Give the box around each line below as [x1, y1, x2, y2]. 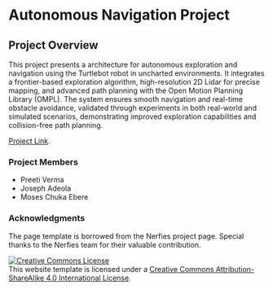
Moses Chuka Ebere [20, 192, 89, 202]
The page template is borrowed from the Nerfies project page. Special [8, 231, 244, 241]
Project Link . [8, 136, 51, 146]
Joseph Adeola [20, 183, 72, 193]
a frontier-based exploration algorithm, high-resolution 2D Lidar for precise [8, 77, 261, 86]
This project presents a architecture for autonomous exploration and [8, 59, 238, 69]
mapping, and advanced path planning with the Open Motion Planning [8, 86, 244, 95]
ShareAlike [8, 273, 45, 283]
